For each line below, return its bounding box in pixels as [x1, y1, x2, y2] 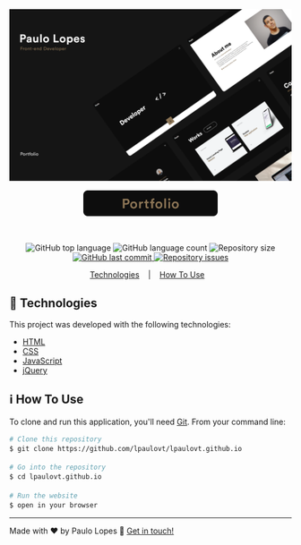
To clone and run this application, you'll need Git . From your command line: [9, 416, 287, 427]
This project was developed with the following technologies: [9, 319, 231, 329]
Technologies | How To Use [89, 269, 205, 280]
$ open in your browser [9, 500, 99, 509]
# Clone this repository [9, 434, 102, 444]
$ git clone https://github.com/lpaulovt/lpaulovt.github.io [9, 444, 243, 453]
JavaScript [21, 355, 63, 366]
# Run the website [9, 491, 78, 500]
